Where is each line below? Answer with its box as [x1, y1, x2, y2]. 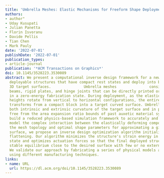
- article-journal [5, 61, 42, 66]
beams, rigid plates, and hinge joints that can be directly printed [9, 89, 154, 94]
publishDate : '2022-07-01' [5, 52, 60, 58]
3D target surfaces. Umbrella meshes [9, 84, 117, 89]
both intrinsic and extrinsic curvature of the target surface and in [9, 107, 156, 112]
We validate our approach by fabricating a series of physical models [9, 148, 156, 153]
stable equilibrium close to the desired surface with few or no [9, 143, 145, 148]
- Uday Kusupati [5, 20, 38, 26]
